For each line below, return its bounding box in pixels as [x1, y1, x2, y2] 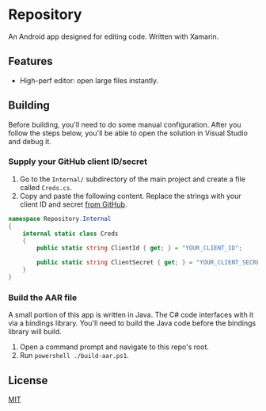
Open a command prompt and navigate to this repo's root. [19, 342, 210, 352]
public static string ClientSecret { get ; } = [36, 259, 193, 267]
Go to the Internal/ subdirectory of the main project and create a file [19, 174, 245, 184]
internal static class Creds [22, 230, 119, 238]
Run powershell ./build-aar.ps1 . [19, 351, 129, 360]
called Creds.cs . [19, 182, 73, 192]
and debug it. [8, 136, 51, 146]
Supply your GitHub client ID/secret [8, 156, 148, 167]
